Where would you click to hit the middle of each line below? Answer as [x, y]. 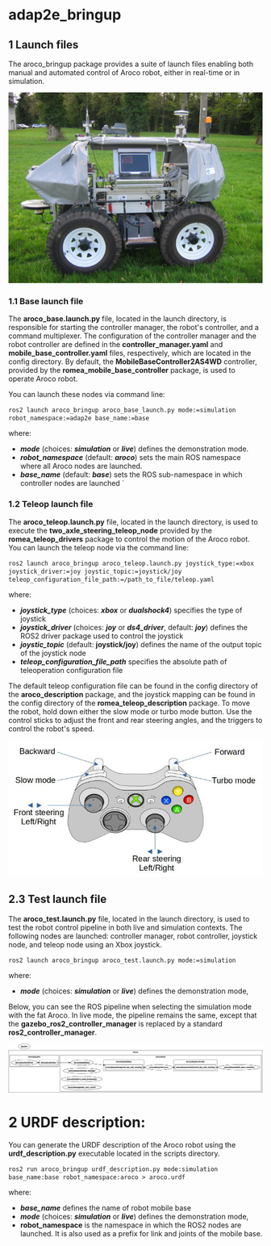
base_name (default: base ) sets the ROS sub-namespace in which [131, 475]
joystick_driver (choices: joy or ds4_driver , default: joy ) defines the [134, 627]
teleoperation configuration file [71, 670]
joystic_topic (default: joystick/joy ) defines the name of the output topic [141, 644]
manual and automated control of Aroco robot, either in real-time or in [124, 73]
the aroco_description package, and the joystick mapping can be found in [132, 694]
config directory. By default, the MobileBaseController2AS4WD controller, [133, 362]
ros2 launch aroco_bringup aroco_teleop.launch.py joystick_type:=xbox [131, 563]
